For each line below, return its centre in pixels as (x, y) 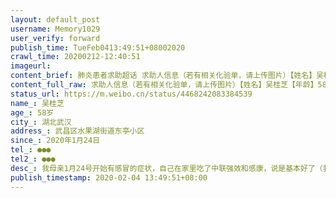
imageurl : (31, 66)
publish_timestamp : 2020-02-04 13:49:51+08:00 (109, 177)
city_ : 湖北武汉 (41, 122)
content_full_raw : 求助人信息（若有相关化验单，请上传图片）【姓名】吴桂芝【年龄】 (164, 85)
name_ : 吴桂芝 (37, 103)
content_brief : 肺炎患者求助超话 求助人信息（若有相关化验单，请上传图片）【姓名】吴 (167, 76)
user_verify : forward (55, 38)
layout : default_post (55, 19)
